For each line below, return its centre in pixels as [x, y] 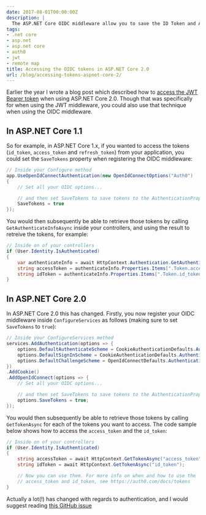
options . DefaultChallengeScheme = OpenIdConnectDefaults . [93, 360]
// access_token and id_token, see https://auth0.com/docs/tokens [104, 481]
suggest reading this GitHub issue [49, 505]
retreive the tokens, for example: [48, 234]
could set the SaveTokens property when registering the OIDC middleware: [100, 159]
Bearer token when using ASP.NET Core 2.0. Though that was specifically [100, 99]
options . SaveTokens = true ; [53, 400]
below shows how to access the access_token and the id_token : [87, 430]
